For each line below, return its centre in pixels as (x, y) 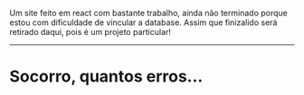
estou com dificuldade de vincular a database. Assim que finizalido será (143, 22)
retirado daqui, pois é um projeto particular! (90, 32)
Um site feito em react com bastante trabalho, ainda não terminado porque (148, 13)
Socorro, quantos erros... (106, 77)
